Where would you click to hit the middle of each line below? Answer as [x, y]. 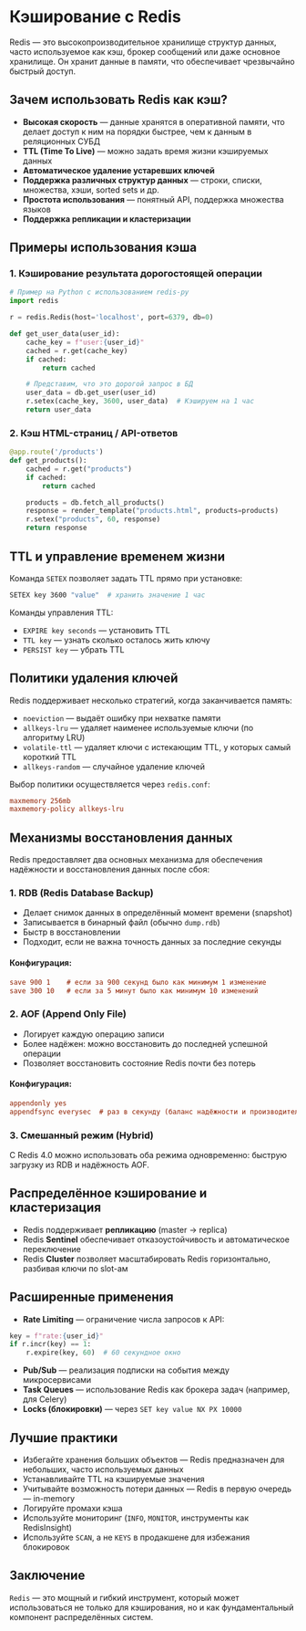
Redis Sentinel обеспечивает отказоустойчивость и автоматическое [156, 1239]
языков [37, 209]
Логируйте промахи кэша [72, 1509]
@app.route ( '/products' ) [56, 452]
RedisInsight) [47, 1528]
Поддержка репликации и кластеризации [107, 219]
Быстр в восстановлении [71, 932]
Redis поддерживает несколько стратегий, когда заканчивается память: [151, 700]
